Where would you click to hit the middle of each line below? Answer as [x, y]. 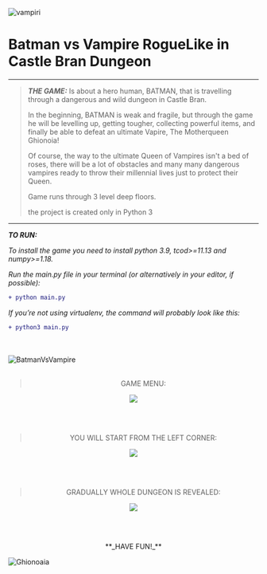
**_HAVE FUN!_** [133, 546]
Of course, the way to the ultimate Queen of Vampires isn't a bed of [138, 155]
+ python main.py [37, 297]
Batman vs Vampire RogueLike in [119, 45]
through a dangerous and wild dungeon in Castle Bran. [117, 99]
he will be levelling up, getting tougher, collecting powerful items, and [141, 123]
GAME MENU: [143, 383]
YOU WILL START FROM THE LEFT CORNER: [143, 438]
